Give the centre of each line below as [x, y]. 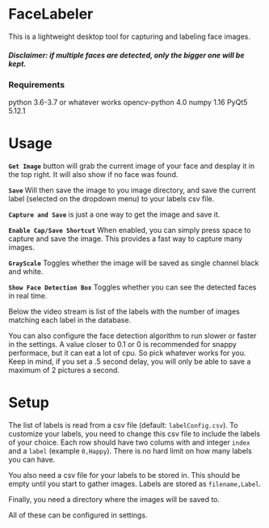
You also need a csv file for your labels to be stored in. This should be [124, 475]
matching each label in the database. [70, 320]
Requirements [37, 84]
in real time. [28, 296]
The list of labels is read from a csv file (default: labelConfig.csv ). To [123, 425]
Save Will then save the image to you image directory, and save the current [132, 190]
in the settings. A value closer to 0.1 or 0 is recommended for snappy [122, 344]
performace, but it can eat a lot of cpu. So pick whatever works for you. [127, 353]
